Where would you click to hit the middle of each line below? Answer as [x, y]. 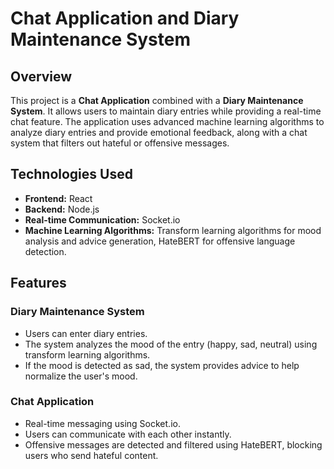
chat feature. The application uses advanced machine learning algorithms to [167, 121]
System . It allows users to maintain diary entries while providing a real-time [166, 111]
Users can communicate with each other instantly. [128, 434]
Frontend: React [58, 198]
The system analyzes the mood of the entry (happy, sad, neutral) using [171, 344]
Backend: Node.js [62, 209]
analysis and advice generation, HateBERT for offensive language [160, 241]
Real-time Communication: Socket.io [102, 219]
